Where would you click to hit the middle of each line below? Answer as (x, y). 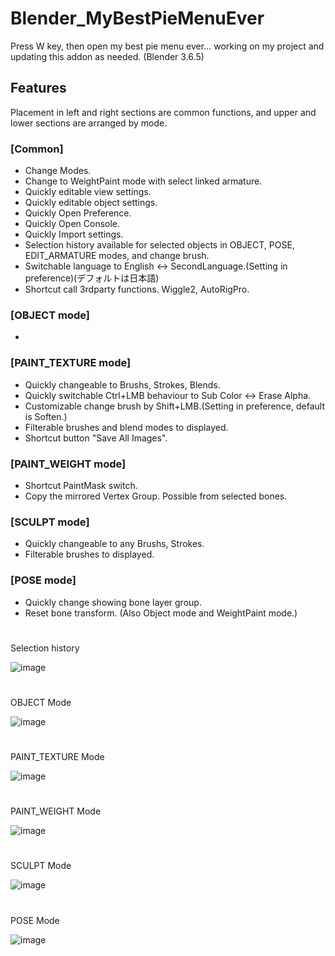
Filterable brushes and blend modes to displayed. (126, 427)
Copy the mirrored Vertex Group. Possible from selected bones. (156, 496)
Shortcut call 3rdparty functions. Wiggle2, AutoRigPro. (137, 289)
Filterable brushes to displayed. (89, 554)
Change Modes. (58, 171)
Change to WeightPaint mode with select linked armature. (143, 181)
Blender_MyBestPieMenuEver (137, 18)
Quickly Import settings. (74, 234)
